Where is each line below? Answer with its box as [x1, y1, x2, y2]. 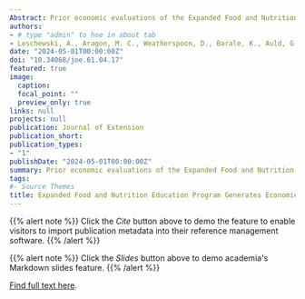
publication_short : [9, 132, 84, 141]
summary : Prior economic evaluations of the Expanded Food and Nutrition [9, 165, 295, 174]
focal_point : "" [17, 89, 79, 98]
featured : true [9, 65, 67, 74]
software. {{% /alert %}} [9, 235, 101, 245]
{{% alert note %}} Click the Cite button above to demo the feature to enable [9, 215, 296, 226]
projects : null [9, 115, 67, 124]
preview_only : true [17, 97, 92, 107]
